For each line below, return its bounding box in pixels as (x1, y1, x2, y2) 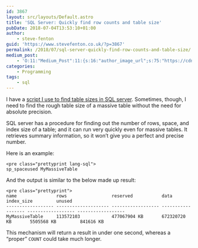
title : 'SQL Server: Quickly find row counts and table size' (6, 19, 162, 25)
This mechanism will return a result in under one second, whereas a (6, 229, 171, 236)
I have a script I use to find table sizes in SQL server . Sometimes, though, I (6, 96, 187, 103)
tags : (6, 74, 19, 80)
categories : (6, 63, 35, 69)
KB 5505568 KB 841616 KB (6, 219, 104, 224)
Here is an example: (6, 150, 55, 156)
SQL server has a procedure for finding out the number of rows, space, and (6, 120, 190, 126)
